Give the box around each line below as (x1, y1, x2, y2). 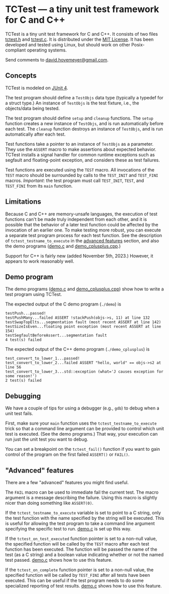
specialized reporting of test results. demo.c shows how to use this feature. (5, 583, 162, 588)
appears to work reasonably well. (5, 258, 75, 264)
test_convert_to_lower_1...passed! (5, 356, 80, 361)
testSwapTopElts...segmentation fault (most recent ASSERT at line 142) (5, 320, 161, 325)
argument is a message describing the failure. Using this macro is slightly (5, 495, 157, 500)
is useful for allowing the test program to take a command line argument (5, 520, 155, 526)
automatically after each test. (5, 131, 66, 137)
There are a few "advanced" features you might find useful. (5, 480, 129, 485)
